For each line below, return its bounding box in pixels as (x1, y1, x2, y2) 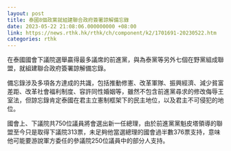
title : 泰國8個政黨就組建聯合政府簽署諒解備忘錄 (7, 17, 129, 23)
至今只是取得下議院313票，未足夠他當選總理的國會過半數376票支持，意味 (12, 128, 221, 137)
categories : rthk (7, 36, 57, 43)
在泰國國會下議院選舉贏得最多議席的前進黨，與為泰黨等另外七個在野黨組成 (7, 56, 218, 64)
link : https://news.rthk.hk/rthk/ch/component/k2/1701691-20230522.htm (7, 29, 217, 37)
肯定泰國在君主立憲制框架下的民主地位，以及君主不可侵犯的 (49, 96, 218, 104)
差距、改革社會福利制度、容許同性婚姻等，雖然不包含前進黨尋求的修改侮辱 (7, 88, 218, 96)
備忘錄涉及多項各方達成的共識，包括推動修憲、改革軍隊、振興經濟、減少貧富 (7, 79, 224, 87)
